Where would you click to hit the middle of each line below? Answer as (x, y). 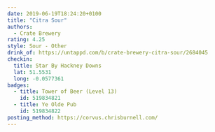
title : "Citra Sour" (37, 20)
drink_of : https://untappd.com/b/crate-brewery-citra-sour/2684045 (108, 53)
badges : (19, 85)
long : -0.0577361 (39, 79)
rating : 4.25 (26, 40)
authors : (20, 27)
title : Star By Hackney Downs (57, 66)
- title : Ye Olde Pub (45, 105)
